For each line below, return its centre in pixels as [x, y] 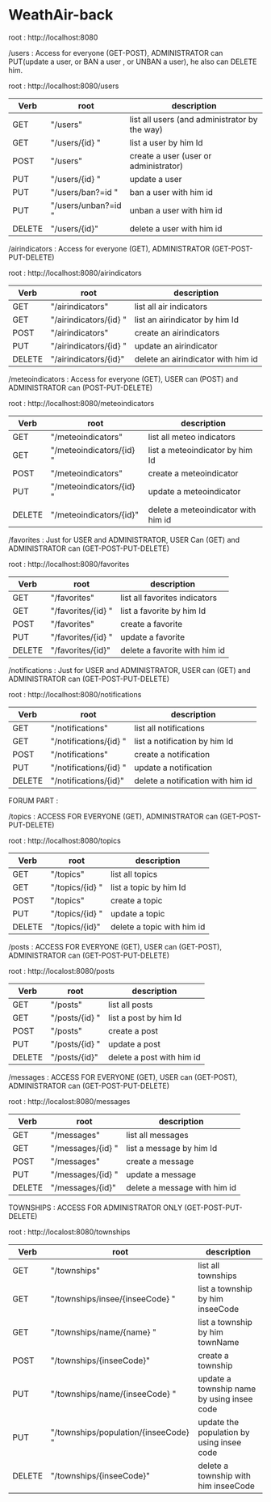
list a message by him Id [172, 1148]
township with [224, 1475]
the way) [146, 129]
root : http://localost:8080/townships [69, 1232]
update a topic [138, 913]
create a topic [136, 900]
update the [218, 1422]
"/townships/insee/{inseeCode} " [113, 1298]
